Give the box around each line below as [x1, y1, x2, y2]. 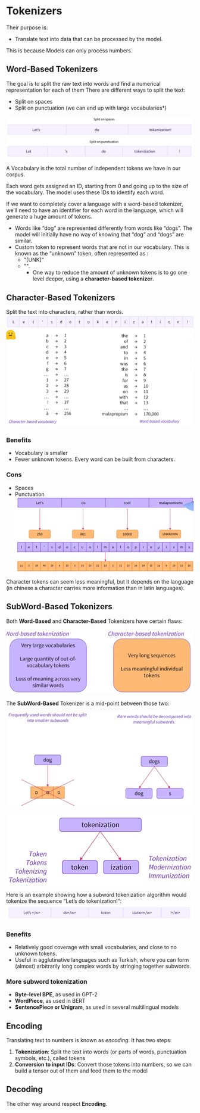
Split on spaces [14, 98, 53, 105]
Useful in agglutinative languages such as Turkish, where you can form [14, 956, 189, 963]
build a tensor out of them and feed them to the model [14, 1067, 148, 1074]
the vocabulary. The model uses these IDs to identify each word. [6, 189, 165, 196]
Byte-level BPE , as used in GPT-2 [14, 991, 98, 998]
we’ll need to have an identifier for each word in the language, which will [6, 207, 183, 214]
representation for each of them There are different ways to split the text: [6, 86, 186, 93]
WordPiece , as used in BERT [14, 997, 86, 1005]
